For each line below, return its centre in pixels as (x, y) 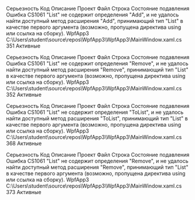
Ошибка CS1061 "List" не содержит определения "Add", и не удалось (93, 15)
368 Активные (24, 143)
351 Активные (23, 46)
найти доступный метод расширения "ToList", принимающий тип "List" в (97, 118)
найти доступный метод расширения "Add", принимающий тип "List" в (95, 21)
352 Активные (24, 94)
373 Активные (24, 192)
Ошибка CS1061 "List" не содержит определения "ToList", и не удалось (95, 112)
